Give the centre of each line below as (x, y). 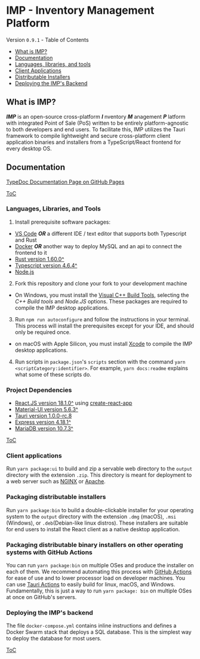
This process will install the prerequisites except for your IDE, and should (104, 326)
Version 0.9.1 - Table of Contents (47, 40)
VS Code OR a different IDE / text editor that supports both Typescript (101, 233)
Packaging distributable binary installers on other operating (95, 544)
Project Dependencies (39, 390)
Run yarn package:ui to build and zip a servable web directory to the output (99, 469)
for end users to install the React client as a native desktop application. (93, 529)
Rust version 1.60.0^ (39, 259)
